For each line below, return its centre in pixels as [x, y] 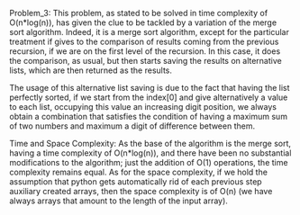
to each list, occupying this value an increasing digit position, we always [143, 107]
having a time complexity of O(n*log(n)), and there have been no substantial [150, 153]
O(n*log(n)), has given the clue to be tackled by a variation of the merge [143, 22]
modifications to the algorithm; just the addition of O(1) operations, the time [149, 162]
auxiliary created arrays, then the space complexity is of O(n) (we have [141, 191]
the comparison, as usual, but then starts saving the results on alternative [145, 61]
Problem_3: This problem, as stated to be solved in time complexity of [139, 13]
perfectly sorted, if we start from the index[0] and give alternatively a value [149, 97]
